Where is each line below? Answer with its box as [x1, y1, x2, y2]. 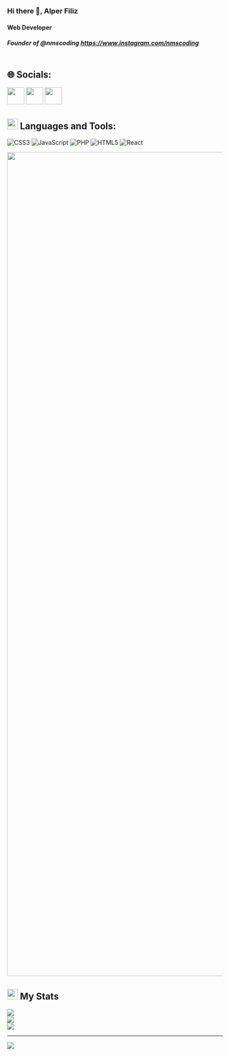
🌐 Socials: [7, 69, 52, 80]
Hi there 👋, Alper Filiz [7, 6, 79, 16]
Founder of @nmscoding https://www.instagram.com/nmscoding [7, 39, 199, 47]
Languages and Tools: [19, 120, 116, 132]
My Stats [19, 990, 60, 1002]
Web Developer [7, 23, 53, 32]
